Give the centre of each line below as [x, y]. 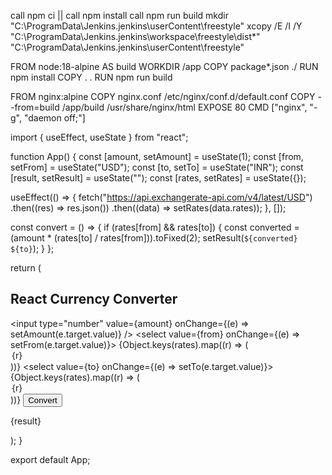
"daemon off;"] [54, 118]
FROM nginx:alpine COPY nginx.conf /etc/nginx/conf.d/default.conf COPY [163, 96]
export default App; [50, 459]
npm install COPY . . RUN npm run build [91, 77]
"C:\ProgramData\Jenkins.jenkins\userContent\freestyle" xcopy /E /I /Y [156, 26]
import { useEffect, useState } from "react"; [99, 137]
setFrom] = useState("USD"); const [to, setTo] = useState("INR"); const [157, 167]
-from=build [35, 107]
